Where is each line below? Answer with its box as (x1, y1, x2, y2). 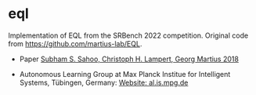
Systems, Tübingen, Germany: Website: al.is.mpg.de (19, 78, 189, 87)
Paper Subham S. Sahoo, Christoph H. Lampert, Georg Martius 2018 (19, 54, 239, 64)
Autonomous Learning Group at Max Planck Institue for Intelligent (19, 69, 231, 79)
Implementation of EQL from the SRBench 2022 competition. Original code (8, 31, 249, 40)
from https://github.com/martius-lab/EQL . (8, 38, 142, 48)
